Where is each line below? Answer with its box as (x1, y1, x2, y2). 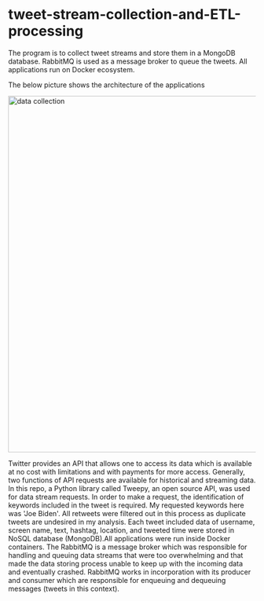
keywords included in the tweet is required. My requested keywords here (8, 500, 245, 510)
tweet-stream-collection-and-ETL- (8, 5, 241, 24)
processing (8, 22, 84, 40)
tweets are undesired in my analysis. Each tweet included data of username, (8, 517, 255, 526)
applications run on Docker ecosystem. (8, 64, 135, 74)
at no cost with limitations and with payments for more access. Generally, (8, 467, 246, 476)
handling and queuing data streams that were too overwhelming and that (8, 550, 244, 559)
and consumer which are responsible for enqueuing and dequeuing (8, 575, 226, 585)
